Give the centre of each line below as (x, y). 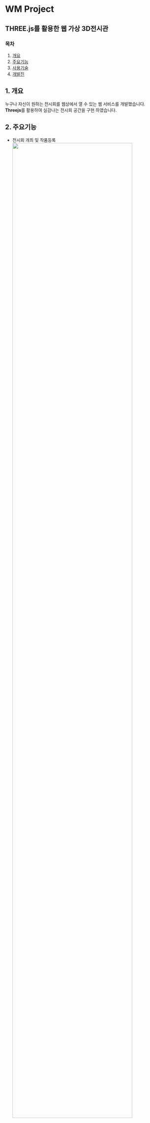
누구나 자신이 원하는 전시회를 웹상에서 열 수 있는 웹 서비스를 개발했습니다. (75, 104)
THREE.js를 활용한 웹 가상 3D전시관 (57, 28)
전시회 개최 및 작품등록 (34, 140)
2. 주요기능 (21, 127)
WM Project (30, 9)
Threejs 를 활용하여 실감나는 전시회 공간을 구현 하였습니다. (61, 110)
